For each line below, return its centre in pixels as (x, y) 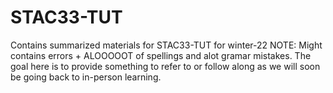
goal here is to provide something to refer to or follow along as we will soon (165, 66)
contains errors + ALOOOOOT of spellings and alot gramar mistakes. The (161, 55)
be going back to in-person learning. (86, 77)
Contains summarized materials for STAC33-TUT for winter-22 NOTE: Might (166, 45)
